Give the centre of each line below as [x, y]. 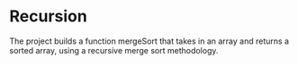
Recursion [48, 16]
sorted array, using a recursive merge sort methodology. [114, 50]
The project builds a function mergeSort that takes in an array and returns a [149, 41]
